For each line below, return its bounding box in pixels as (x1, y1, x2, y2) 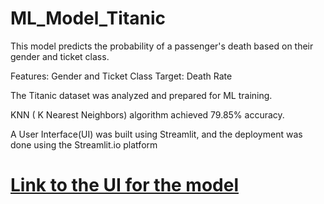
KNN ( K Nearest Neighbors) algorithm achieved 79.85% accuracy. (10, 108, 285, 121)
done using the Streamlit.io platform (10, 138, 158, 151)
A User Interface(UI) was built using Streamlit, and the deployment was (10, 128, 303, 140)
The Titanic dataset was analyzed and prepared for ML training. (10, 89, 273, 101)
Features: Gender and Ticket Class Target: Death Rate (10, 70, 233, 82)
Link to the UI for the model (10, 174, 240, 197)
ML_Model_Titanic (10, 7, 167, 30)
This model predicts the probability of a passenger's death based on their (10, 40, 314, 52)
